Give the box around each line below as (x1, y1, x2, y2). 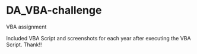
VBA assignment (6, 23, 47, 30)
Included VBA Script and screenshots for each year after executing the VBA (6, 34, 191, 42)
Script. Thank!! (6, 41, 43, 48)
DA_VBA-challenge (6, 4, 102, 17)
